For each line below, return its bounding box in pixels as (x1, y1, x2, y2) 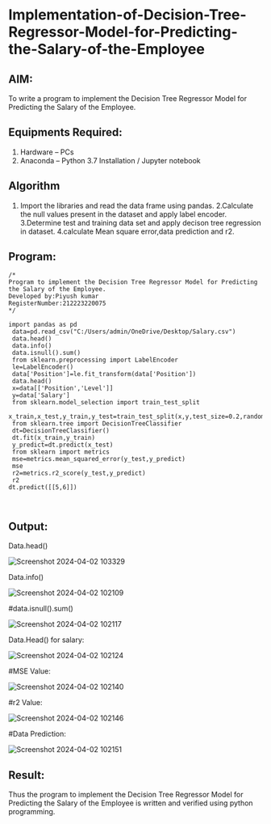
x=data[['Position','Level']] (11, 384, 114, 393)
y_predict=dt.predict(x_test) (11, 441, 114, 450)
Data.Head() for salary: (8, 635, 85, 644)
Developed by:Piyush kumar (8, 293, 99, 301)
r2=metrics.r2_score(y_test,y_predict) (11, 469, 147, 478)
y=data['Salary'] (11, 391, 70, 399)
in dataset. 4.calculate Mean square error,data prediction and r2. (19, 226, 235, 236)
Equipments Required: (8, 125, 123, 139)
